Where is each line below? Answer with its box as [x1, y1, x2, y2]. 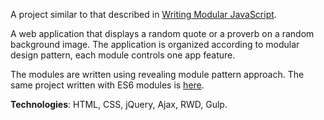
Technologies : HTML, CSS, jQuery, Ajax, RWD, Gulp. [10, 99, 228, 110]
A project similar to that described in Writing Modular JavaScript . [10, 9, 277, 20]
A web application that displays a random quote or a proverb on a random [10, 28, 315, 39]
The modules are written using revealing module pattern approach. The [10, 69, 305, 80]
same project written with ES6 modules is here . [10, 79, 205, 91]
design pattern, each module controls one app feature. [10, 49, 236, 61]
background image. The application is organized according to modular [10, 39, 300, 50]
